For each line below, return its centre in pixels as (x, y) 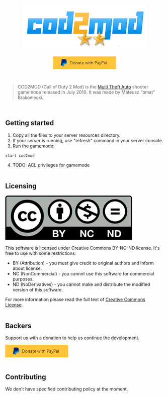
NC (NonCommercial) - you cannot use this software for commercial (83, 273)
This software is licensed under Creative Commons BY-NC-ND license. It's (82, 248)
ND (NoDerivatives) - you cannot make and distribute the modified (81, 284)
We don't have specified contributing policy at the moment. (67, 389)
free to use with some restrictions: (41, 253)
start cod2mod (20, 156)
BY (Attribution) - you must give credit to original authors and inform (83, 263)
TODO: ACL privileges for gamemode (51, 165)
